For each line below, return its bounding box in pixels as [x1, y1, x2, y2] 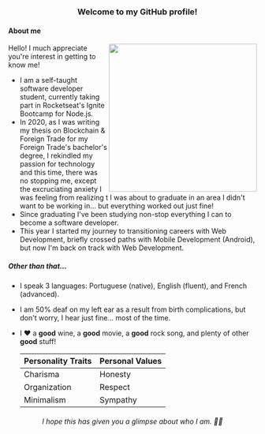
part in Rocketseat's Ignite [19, 101, 105, 110]
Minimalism [23, 395, 66, 406]
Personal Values [99, 356, 162, 367]
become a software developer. [19, 218, 119, 227]
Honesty [99, 369, 132, 380]
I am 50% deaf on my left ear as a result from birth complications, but [19, 305, 246, 314]
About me [8, 26, 42, 36]
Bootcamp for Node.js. [19, 109, 93, 118]
